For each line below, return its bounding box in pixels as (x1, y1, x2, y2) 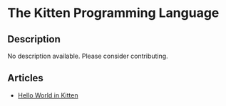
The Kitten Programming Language (7, 5, 220, 21)
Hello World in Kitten (17, 90, 78, 100)
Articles (7, 72, 44, 84)
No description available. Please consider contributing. (7, 52, 169, 60)
